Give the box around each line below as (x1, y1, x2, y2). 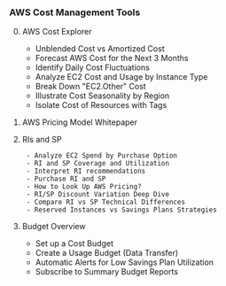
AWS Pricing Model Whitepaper (21, 117, 138, 128)
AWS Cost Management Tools (9, 6, 141, 19)
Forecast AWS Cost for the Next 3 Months (35, 53, 189, 64)
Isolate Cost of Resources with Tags (35, 100, 168, 111)
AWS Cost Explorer (21, 27, 92, 37)
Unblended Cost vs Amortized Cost (35, 43, 166, 54)
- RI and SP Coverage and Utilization (26, 159, 170, 168)
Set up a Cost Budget (35, 238, 113, 249)
